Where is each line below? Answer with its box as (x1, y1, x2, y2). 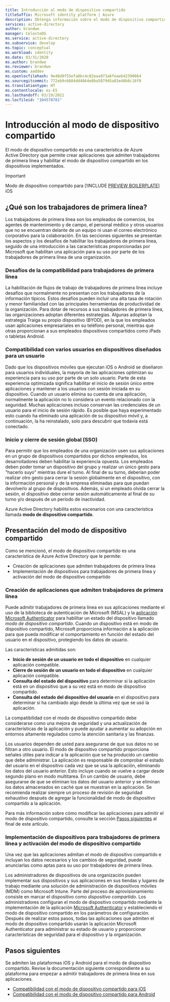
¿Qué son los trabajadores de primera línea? (5, 203, 148, 211)
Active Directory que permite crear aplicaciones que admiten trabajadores (5, 152, 160, 158)
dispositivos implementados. (5, 163, 65, 169)
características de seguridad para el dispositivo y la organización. (5, 931, 143, 938)
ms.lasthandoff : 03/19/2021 (5, 93, 65, 98)
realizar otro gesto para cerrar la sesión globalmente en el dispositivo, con (5, 474, 160, 480)
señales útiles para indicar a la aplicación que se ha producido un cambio (5, 752, 158, 757)
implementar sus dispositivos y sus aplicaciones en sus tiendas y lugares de (5, 877, 164, 884)
